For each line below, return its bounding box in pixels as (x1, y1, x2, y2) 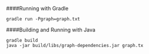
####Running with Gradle (6, 5, 69, 12)
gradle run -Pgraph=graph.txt (6, 16, 81, 22)
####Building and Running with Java (6, 26, 96, 33)
